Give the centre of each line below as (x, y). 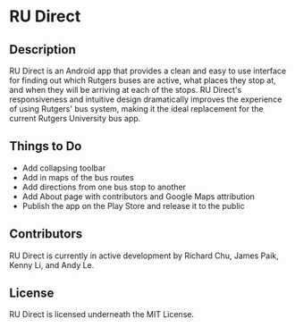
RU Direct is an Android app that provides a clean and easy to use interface (148, 71)
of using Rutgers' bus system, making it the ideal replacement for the (136, 109)
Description (42, 50)
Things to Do (46, 146)
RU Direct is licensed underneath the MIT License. (102, 314)
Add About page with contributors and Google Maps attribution (138, 196)
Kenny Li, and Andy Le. (52, 264)
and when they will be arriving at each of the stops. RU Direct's (126, 90)
